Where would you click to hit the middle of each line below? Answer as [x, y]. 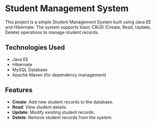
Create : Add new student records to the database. [63, 102]
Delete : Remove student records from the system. [62, 117]
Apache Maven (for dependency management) [59, 75]
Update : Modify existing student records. [53, 112]
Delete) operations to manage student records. [52, 32]
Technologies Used [35, 47]
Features [19, 90]
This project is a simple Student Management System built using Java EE [78, 22]
